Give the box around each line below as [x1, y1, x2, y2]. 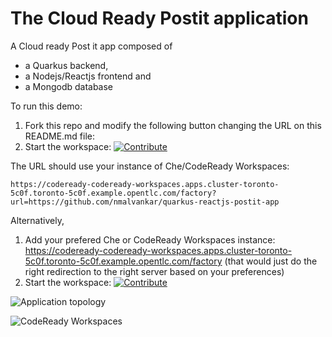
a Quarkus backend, [24, 59, 109, 71]
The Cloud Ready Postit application [10, 7, 309, 30]
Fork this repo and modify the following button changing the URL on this [24, 119, 322, 131]
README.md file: [24, 130, 96, 142]
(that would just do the [224, 255, 318, 267]
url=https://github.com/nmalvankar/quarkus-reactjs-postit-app [10, 197, 280, 207]
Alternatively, [10, 214, 65, 226]
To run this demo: [10, 100, 83, 112]
